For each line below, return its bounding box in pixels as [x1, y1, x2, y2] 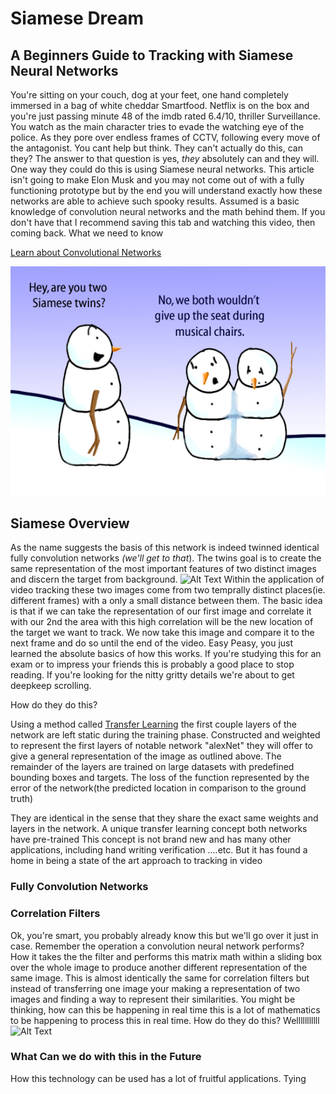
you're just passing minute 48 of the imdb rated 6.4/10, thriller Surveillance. [10, 110, 321, 122]
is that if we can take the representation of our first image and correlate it [10, 605, 312, 617]
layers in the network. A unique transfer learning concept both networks [10, 823, 308, 835]
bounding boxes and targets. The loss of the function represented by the [10, 772, 310, 784]
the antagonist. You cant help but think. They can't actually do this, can [10, 142, 303, 154]
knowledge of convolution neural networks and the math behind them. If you [10, 206, 326, 217]
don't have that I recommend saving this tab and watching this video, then [10, 217, 316, 228]
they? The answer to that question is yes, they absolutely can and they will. [10, 153, 320, 164]
